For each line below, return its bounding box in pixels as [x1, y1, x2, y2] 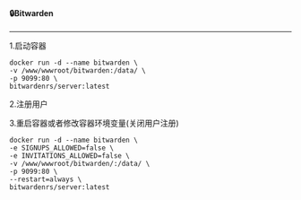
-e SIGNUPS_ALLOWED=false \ [9, 143, 115, 152]
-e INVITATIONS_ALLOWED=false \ [9, 152, 130, 161]
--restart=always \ [9, 175, 82, 184]
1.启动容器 [9, 40, 47, 51]
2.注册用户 [9, 99, 48, 109]
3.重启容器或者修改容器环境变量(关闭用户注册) [9, 117, 179, 129]
